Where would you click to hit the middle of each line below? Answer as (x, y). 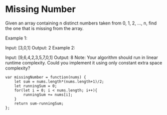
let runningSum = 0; (36, 86)
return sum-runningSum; (39, 103)
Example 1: (16, 38)
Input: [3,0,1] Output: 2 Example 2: (40, 47)
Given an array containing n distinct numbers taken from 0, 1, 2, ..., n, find (81, 23)
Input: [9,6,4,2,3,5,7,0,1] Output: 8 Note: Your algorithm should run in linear (81, 57)
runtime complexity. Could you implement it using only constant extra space (84, 62)
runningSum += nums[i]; (48, 94)
